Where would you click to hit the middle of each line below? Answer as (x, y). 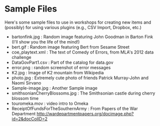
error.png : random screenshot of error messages (61, 67)
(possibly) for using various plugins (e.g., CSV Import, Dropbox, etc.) (73, 27)
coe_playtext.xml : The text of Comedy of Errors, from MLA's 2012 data (82, 52)
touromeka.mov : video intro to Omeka (50, 103)
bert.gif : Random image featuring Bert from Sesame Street (70, 47)
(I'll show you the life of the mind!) (46, 42)
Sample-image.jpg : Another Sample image (55, 88)
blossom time (25, 98)
